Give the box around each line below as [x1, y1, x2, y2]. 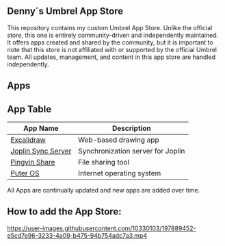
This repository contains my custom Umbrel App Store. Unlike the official [7, 23, 213, 32]
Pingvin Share [10, 158, 55, 167]
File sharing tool [78, 158, 130, 167]
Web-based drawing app [78, 135, 159, 145]
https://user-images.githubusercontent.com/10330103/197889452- [7, 224, 196, 232]
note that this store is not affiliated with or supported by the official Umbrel [7, 45, 217, 53]
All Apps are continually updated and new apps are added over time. [7, 186, 200, 195]
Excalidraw [10, 135, 46, 145]
